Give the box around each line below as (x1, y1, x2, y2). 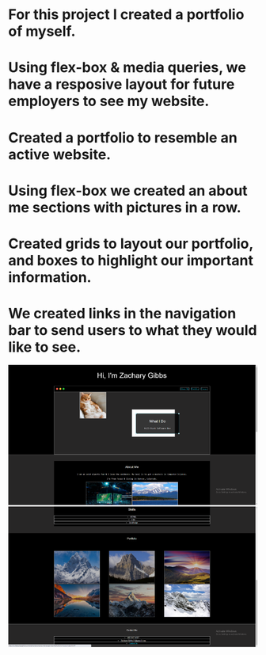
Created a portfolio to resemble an (8, 128, 237, 147)
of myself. (8, 22, 76, 40)
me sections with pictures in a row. (8, 198, 241, 216)
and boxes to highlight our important (8, 251, 253, 269)
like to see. (8, 338, 82, 356)
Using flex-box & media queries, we (8, 59, 247, 77)
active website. (8, 145, 112, 163)
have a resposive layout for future (8, 75, 235, 93)
